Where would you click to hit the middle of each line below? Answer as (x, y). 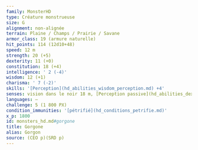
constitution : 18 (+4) (34, 66)
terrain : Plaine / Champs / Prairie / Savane (63, 34)
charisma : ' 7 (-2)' (32, 83)
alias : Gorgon (24, 133)
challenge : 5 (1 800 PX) (37, 105)
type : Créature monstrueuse (41, 17)
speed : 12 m (21, 50)
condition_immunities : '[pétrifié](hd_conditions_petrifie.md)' (87, 110)
